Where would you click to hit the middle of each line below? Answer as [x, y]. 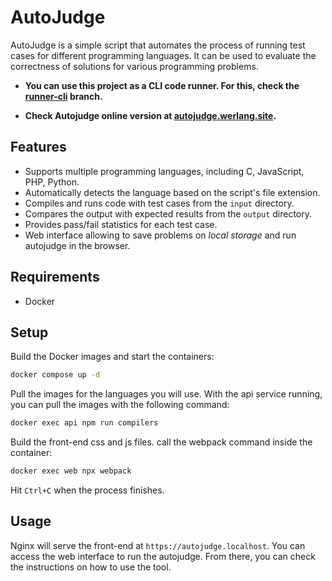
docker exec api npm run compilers [84, 423]
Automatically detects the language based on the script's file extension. [172, 192]
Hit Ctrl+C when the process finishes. [87, 490]
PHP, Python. [52, 182]
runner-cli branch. [63, 96]
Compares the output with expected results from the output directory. [168, 213]
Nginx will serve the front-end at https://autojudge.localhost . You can [158, 545]
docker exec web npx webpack [71, 471]
